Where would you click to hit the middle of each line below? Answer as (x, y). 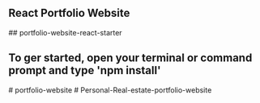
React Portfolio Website (69, 13)
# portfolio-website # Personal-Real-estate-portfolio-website (110, 90)
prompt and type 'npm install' (85, 70)
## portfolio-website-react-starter (66, 32)
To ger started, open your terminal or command (130, 58)
